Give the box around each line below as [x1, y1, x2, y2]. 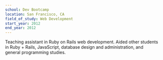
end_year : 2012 [5, 26, 36, 30]
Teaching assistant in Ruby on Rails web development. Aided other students [5, 39, 158, 45]
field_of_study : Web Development [5, 16, 73, 21]
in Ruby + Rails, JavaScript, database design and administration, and [5, 44, 143, 50]
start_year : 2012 [5, 21, 41, 26]
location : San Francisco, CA [5, 12, 65, 17]
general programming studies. [5, 50, 66, 56]
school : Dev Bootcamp [5, 7, 49, 12]
